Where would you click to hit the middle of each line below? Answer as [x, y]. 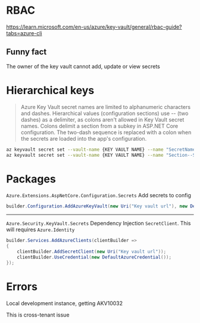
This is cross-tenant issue [38, 315]
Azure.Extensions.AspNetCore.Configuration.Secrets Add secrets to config [99, 195]
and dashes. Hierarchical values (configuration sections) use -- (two [104, 113]
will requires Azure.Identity [40, 229]
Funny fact [26, 52]
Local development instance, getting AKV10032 [65, 303]
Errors [22, 286]
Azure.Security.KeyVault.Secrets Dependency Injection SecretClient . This [99, 223]
